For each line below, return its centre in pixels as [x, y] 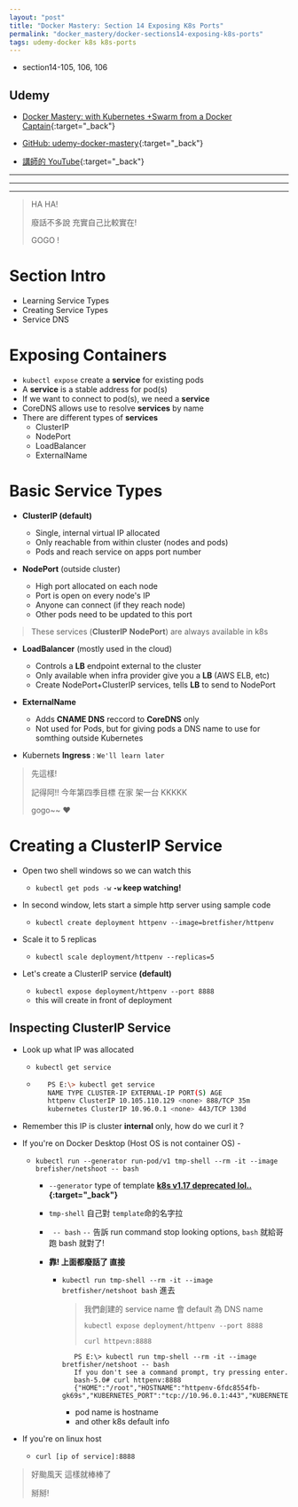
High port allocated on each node [96, 585]
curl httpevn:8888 [118, 1342]
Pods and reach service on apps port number [118, 552]
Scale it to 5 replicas [59, 939]
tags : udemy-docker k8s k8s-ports [73, 42]
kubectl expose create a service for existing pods [113, 380]
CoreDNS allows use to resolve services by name [113, 408]
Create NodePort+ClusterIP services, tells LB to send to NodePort [156, 685]
